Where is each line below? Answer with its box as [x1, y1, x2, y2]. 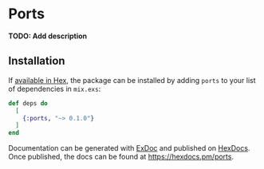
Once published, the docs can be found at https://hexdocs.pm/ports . [8, 152, 234, 162]
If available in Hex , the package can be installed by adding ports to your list [8, 75, 257, 84]
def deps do [8, 99, 48, 108]
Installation [8, 54, 65, 68]
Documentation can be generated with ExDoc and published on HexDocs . [8, 143, 250, 153]
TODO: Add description [8, 31, 88, 41]
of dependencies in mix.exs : [8, 84, 101, 93]
